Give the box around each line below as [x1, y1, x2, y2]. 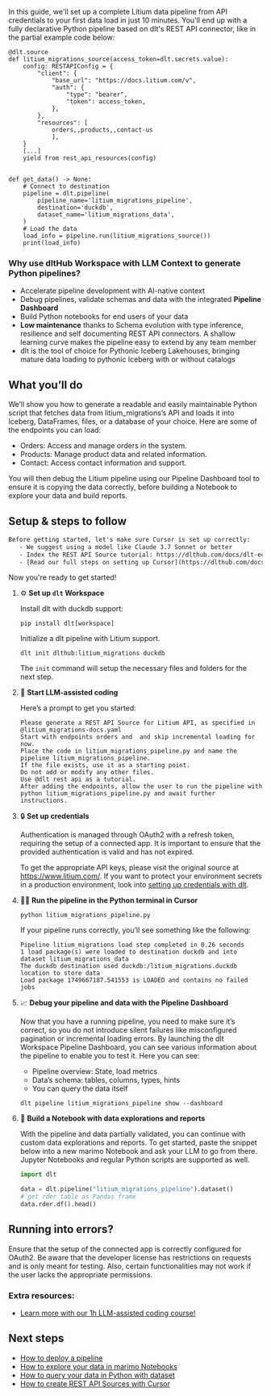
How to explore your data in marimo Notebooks [19, 1361, 177, 1371]
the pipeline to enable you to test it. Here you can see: [19, 1051, 200, 1061]
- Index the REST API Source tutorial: [19, 551, 153, 559]
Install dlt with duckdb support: [19, 604, 123, 614]
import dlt [19, 1171, 57, 1179]
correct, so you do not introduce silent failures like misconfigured [19, 1025, 237, 1035]
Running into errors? [8, 1222, 115, 1236]
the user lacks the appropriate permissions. [8, 1269, 153, 1279]
